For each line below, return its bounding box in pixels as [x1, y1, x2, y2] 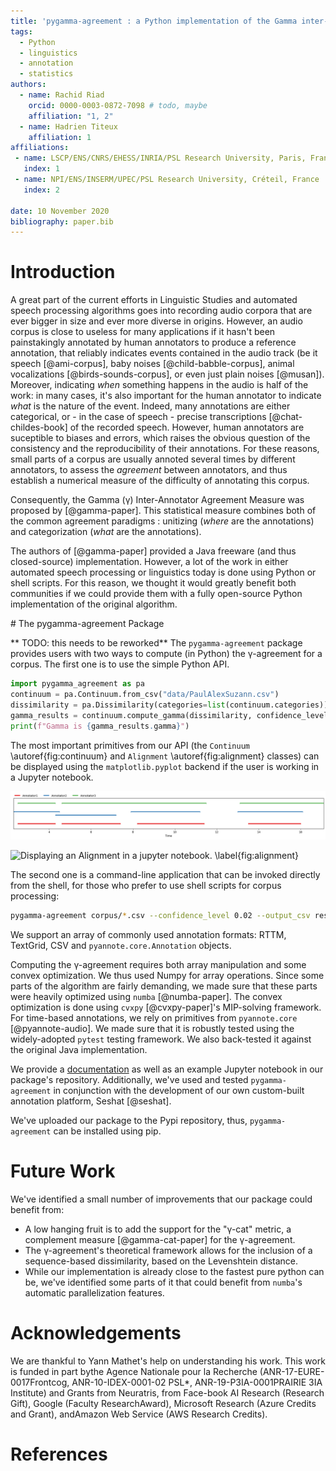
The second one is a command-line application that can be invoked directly [10, 868, 321, 880]
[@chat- [268, 411, 303, 423]
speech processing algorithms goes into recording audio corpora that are [10, 305, 313, 317]
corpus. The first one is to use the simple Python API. [10, 658, 230, 670]
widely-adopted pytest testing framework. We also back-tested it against [10, 1033, 312, 1045]
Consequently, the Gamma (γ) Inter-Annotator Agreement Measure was [10, 494, 305, 506]
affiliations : [10, 143, 70, 153]
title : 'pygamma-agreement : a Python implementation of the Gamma [10, 16, 298, 26]
